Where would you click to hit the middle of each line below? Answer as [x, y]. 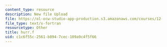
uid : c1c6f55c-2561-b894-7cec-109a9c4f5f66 [51, 37]
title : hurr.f [20, 32]
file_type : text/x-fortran [33, 23]
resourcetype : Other [27, 28]
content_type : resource [30, 10]
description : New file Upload [37, 14]
